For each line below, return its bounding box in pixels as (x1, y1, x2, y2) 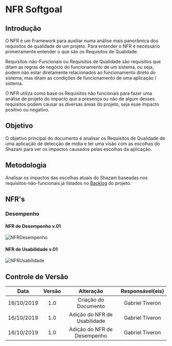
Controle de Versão (5, 272, 69, 281)
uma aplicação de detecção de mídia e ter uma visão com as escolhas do (5, 140, 160, 147)
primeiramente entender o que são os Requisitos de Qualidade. (5, 49, 139, 54)
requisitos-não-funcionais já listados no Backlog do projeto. (5, 180, 132, 186)
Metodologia (5, 161, 47, 170)
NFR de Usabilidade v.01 (5, 246, 58, 252)
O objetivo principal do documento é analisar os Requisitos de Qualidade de (5, 135, 165, 141)
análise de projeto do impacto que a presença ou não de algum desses (5, 96, 155, 102)
